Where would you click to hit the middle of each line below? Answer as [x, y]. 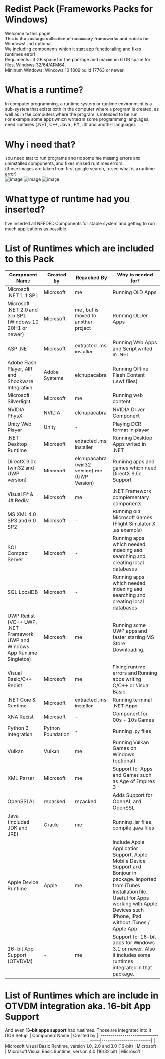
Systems [54, 378]
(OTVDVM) [20, 961]
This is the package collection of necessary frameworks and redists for [77, 39]
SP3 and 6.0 [22, 520]
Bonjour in [124, 873]
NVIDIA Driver [129, 409]
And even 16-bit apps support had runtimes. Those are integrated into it [78, 1030]
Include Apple [129, 842]
